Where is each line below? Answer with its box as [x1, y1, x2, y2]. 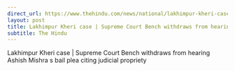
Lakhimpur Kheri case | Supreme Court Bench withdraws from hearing [7, 49, 211, 57]
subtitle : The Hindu [7, 29, 68, 37]
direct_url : [7, 10, 42, 17]
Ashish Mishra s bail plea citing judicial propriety [7, 56, 147, 65]
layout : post [7, 17, 45, 24]
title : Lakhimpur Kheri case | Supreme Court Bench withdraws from [7, 23, 208, 30]
